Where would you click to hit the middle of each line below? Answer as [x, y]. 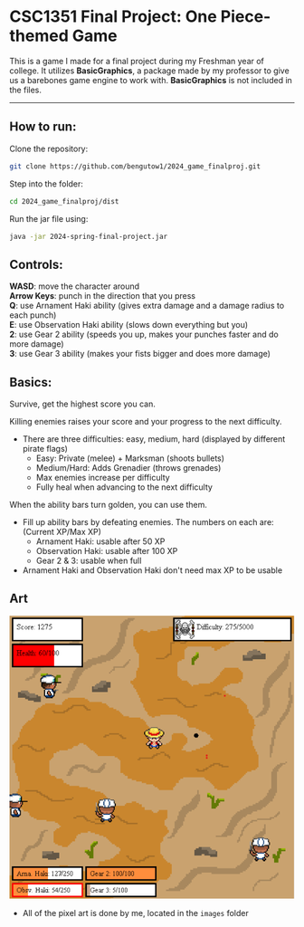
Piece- [246, 17]
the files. [26, 90]
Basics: [31, 382]
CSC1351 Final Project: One [113, 17]
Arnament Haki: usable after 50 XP [100, 541]
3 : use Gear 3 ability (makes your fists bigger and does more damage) [140, 354]
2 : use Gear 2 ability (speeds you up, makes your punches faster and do [144, 334]
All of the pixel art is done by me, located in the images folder [135, 913]
